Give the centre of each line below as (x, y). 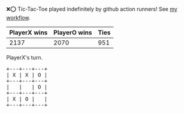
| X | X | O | (27, 75)
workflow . (18, 18)
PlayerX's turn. (25, 57)
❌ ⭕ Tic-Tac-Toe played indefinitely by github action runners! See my (92, 9)
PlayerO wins (73, 32)
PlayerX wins (28, 32)
